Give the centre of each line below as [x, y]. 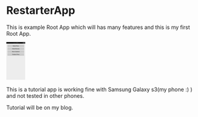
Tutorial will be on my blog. [40, 107]
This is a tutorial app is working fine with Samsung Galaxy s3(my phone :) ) [99, 89]
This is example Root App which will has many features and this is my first [98, 27]
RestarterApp [41, 11]
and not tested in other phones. [45, 96]
